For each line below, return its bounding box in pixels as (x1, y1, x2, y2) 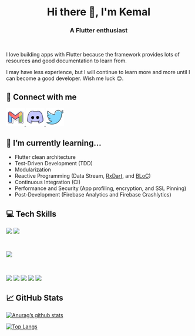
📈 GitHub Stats (6, 293, 63, 303)
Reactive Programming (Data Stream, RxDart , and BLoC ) (14, 172, 151, 179)
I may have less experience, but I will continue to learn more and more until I (6, 69, 190, 76)
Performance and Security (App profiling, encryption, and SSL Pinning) (14, 185, 187, 192)
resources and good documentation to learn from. (6, 57, 127, 64)
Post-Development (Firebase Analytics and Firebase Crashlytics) (14, 191, 172, 198)
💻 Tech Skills (6, 209, 57, 219)
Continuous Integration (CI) (14, 179, 81, 186)
